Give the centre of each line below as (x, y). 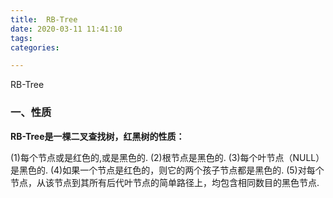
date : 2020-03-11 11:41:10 (66, 29)
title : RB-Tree (44, 19)
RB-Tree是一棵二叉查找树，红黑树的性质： (97, 136)
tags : (21, 38)
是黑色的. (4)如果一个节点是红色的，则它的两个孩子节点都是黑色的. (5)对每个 (167, 170)
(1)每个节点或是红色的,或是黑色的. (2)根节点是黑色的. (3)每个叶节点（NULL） (167, 157)
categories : (35, 47)
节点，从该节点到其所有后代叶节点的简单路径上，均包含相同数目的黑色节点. (165, 182)
